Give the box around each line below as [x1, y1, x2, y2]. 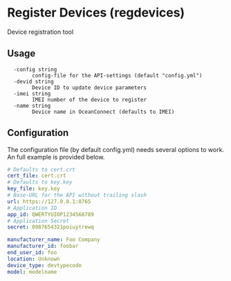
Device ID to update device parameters [32, 84, 147, 91]
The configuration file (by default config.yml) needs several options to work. [7, 145, 225, 153]
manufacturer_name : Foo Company [7, 236, 100, 243]
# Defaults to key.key [7, 179, 73, 186]
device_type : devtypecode [7, 262, 82, 269]
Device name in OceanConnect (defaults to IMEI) [32, 108, 175, 115]
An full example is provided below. [7, 153, 105, 161]
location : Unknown [7, 255, 60, 262]
